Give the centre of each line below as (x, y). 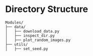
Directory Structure (47, 9)
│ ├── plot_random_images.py (38, 40)
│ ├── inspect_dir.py (30, 35)
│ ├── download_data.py (32, 31)
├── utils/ (17, 44)
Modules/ (14, 22)
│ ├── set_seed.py (27, 48)
